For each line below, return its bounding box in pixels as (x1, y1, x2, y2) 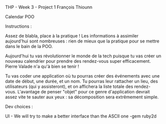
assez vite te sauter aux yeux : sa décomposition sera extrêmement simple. (5, 94, 159, 100)
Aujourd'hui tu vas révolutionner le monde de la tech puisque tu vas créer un (5, 53, 162, 59)
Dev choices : (5, 104, 33, 109)
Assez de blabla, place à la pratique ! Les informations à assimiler (5, 33, 139, 39)
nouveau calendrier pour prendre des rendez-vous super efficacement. (5, 58, 151, 64)
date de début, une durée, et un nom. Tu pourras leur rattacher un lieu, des (5, 79, 158, 84)
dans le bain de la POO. (5, 43, 53, 49)
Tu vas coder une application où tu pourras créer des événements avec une (5, 73, 160, 79)
